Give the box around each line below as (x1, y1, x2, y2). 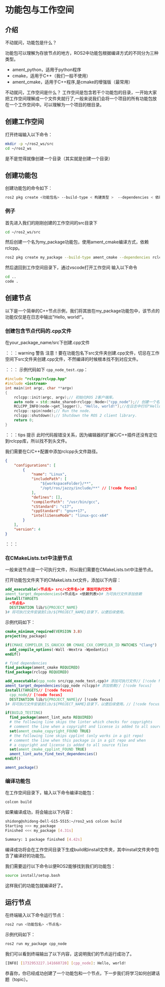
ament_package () (5, 765, 38, 770)
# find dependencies (5, 661, 48, 666)
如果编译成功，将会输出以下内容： (5, 809, 74, 815)
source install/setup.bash (5, 873, 60, 878)
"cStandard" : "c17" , (31, 504, 74, 509)
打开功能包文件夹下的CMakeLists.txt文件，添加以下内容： (5, 577, 121, 583)
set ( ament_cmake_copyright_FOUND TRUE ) (9, 729, 91, 733)
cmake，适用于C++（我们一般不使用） (12, 73, 91, 79)
